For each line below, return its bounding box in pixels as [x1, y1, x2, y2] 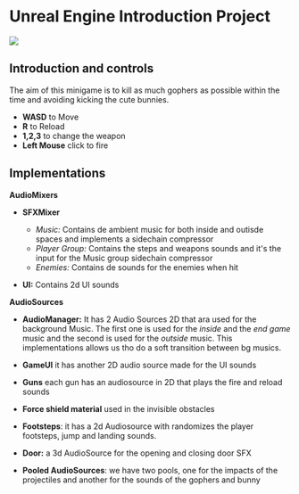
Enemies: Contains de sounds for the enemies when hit [35, 261, 239, 273]
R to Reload [21, 120, 65, 131]
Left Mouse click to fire [21, 140, 109, 151]
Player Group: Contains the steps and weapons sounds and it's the [35, 243, 282, 253]
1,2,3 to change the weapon [21, 130, 127, 141]
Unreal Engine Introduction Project [9, 6, 270, 27]
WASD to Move [21, 111, 79, 122]
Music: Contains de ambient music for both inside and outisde [35, 224, 264, 235]
